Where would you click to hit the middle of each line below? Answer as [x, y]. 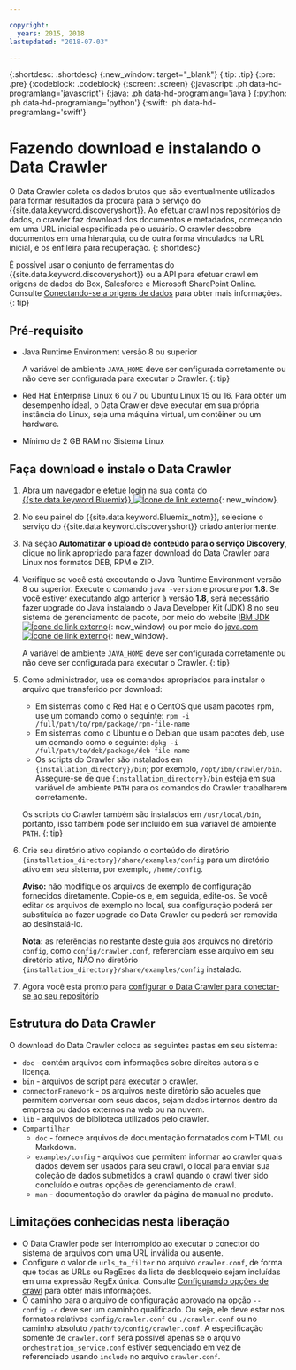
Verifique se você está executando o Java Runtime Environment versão [152, 579]
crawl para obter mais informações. [87, 1290]
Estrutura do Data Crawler [83, 1024]
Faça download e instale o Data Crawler [120, 469]
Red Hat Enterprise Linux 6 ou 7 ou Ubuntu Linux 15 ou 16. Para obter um [154, 396]
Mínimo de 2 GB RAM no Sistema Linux [93, 441]
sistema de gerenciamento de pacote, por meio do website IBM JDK [146, 617]
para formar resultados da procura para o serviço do [105, 201]
